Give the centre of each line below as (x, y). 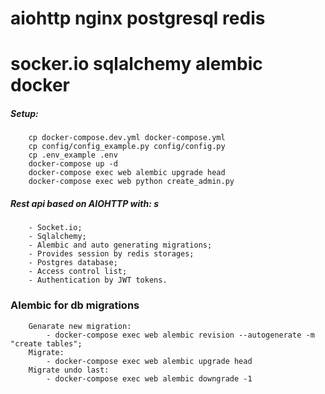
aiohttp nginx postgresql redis (138, 18)
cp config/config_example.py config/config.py (127, 147)
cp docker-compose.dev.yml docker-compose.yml (127, 138)
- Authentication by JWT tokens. (98, 280)
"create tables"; (46, 343)
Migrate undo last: (69, 370)
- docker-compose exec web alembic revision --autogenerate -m (180, 335)
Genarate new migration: (80, 326)
